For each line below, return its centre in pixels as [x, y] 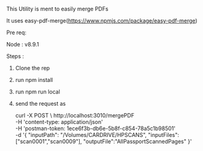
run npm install [34, 80]
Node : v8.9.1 [23, 44]
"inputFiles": [164, 135]
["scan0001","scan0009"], [48, 141]
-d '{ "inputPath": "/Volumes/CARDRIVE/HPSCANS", [81, 135]
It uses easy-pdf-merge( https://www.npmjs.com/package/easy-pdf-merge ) [102, 20]
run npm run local [37, 92]
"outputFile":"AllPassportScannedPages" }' [137, 141]
